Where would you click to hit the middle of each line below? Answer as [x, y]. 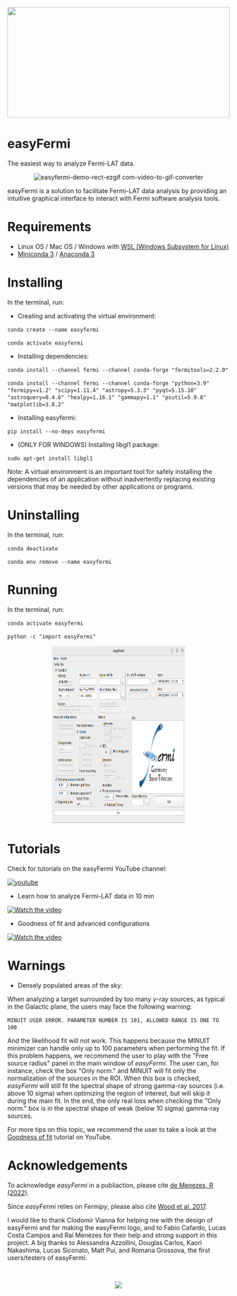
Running [32, 590]
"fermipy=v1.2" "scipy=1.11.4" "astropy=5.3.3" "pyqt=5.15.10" [102, 390]
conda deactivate [33, 548]
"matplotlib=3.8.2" [36, 404]
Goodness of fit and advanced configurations [84, 923]
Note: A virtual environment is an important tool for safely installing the [110, 471]
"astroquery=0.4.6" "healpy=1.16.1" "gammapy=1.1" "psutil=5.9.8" [107, 397]
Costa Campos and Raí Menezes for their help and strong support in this [112, 1235]
